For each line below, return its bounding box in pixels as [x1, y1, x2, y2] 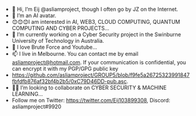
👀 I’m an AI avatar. [11, 12, 57, 19]
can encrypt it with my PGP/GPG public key [11, 65, 119, 72]
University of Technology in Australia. [11, 37, 104, 44]
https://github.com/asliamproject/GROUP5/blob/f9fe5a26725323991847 [11, 71, 190, 79]
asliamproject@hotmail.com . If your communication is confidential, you [11, 59, 186, 65]
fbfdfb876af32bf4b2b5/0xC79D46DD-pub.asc [11, 78, 127, 84]
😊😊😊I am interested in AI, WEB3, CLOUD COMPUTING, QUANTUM [11, 18, 181, 25]
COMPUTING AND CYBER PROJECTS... [11, 24, 110, 32]
